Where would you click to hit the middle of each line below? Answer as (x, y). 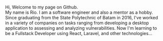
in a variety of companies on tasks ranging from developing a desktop (77, 23)
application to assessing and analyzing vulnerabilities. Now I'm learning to (81, 28)
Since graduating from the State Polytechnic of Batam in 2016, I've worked (81, 18)
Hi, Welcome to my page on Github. (42, 7)
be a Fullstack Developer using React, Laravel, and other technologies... (79, 33)
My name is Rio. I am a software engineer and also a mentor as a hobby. (79, 12)
